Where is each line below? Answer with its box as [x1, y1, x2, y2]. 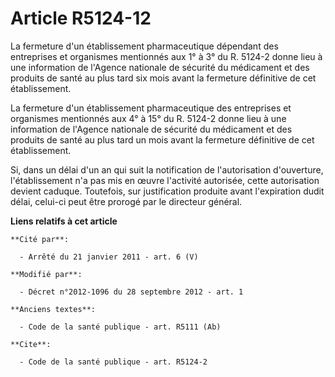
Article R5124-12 [10, 7, 152, 30]
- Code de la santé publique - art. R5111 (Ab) [19, 322, 222, 332]
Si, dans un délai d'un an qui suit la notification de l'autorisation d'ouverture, [10, 163, 324, 176]
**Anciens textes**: [10, 304, 97, 314]
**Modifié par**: [10, 269, 83, 279]
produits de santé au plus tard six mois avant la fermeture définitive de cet [10, 72, 317, 84]
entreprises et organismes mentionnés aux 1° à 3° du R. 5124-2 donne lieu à [10, 50, 323, 62]
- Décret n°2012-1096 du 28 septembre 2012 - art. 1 [19, 287, 244, 297]
